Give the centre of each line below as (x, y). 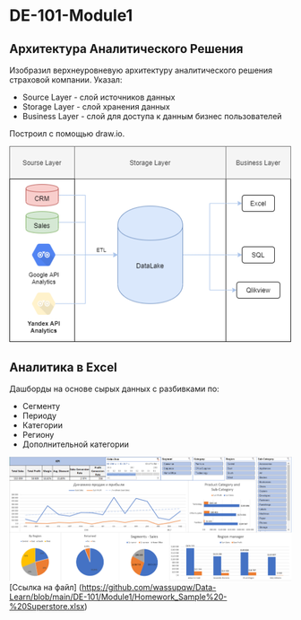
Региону (38, 435)
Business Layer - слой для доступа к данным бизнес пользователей (152, 116)
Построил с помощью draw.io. (67, 134)
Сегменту (41, 406)
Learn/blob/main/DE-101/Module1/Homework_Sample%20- (118, 597)
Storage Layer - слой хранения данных (96, 107)
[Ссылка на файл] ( (46, 588)
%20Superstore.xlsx (47, 607)
